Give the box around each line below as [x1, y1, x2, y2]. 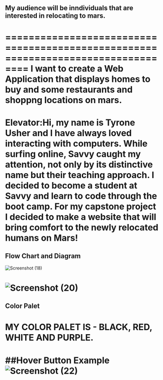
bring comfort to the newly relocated [5, 222, 159, 233]
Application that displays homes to [5, 74, 151, 84]
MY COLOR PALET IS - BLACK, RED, [5, 322, 153, 333]
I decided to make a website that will [5, 211, 157, 223]
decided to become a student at [5, 180, 138, 191]
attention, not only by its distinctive [5, 159, 153, 170]
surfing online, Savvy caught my [5, 148, 141, 159]
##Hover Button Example [5, 355, 110, 366]
